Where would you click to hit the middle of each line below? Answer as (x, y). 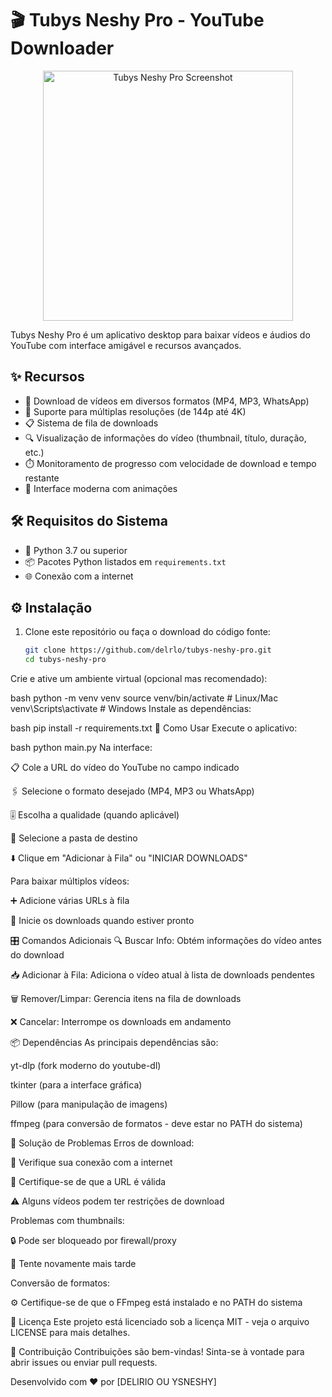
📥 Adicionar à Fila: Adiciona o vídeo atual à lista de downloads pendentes (162, 975)
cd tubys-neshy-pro (65, 660)
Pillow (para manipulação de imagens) (89, 1104)
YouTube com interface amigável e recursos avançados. (126, 345)
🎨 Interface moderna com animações (101, 488)
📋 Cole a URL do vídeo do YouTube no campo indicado (125, 768)
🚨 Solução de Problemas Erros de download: (102, 1143)
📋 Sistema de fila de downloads (91, 423)
